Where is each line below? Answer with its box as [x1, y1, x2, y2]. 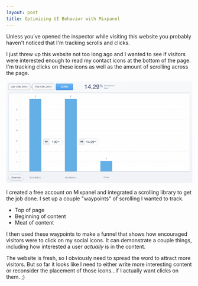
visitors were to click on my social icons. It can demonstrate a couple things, [6, 237, 192, 244]
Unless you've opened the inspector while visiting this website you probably [6, 32, 191, 40]
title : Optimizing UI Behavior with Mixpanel [6, 15, 120, 22]
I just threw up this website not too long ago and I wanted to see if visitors [6, 50, 186, 57]
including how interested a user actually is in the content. [6, 243, 146, 251]
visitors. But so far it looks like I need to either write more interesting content [6, 261, 192, 268]
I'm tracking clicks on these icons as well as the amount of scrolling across [6, 63, 189, 70]
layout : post [6, 9, 38, 15]
